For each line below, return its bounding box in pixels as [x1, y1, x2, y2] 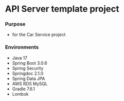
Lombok [12, 91, 29, 97]
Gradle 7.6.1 [12, 86, 35, 92]
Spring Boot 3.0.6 [12, 60, 48, 66]
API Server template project [5, 3, 119, 15]
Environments [5, 44, 39, 50]
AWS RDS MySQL [12, 81, 48, 86]
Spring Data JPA [12, 75, 45, 81]
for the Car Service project [12, 32, 66, 37]
